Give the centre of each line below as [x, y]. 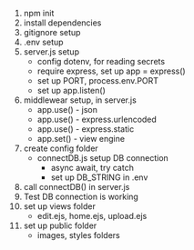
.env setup [43, 42]
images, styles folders [79, 235]
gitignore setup [52, 32]
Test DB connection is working [81, 196]
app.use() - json [67, 110]
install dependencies [62, 23]
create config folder [61, 148]
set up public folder [60, 225]
